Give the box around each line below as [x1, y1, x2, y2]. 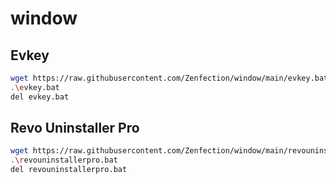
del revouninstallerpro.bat [10, 165, 128, 175]
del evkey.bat [10, 92, 70, 102]
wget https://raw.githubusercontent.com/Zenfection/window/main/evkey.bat [10, 73, 329, 83]
